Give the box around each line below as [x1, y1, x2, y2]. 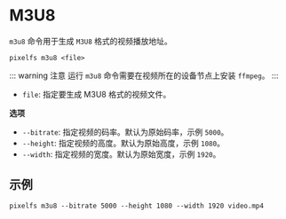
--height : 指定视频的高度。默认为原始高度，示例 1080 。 [21, 137, 225, 148]
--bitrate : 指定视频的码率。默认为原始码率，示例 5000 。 [21, 126, 229, 137]
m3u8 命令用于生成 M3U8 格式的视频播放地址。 [9, 35, 173, 46]
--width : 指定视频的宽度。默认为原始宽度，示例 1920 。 [21, 148, 221, 160]
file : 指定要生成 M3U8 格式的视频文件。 [21, 89, 171, 99]
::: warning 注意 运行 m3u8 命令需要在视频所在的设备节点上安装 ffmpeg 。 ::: [9, 70, 279, 81]
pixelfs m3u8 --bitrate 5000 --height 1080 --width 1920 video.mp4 [9, 201, 265, 210]
